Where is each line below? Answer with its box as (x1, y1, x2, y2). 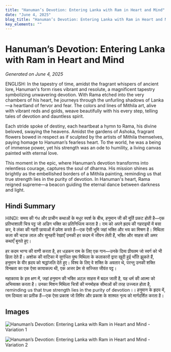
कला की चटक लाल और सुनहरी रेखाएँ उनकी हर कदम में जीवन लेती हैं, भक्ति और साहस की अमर (5, 232, 158, 238)
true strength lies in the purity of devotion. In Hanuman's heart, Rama (5, 176, 150, 182)
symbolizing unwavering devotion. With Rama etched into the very (5, 92, 145, 98)
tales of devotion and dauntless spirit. (5, 113, 84, 119)
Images (5, 308, 30, 316)
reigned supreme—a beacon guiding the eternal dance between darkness (5, 181, 160, 188)
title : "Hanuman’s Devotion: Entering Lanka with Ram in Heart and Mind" (5, 7, 165, 13)
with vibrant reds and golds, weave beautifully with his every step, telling (5, 108, 158, 114)
